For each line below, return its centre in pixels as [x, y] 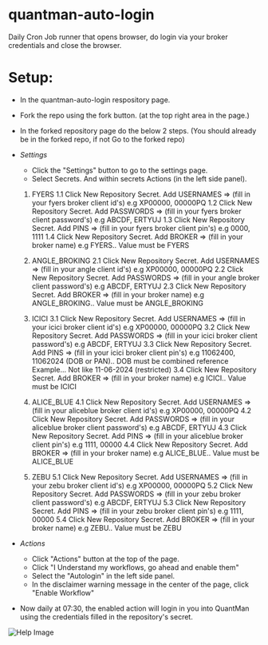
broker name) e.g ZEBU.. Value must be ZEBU [106, 528]
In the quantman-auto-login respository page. [95, 100]
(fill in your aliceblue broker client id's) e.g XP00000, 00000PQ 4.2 [142, 410]
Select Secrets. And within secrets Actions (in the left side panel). [139, 178]
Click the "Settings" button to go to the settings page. [120, 170]
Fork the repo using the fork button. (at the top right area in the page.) [134, 115]
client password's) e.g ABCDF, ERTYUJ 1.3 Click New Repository [138, 219]
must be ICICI [54, 386]
